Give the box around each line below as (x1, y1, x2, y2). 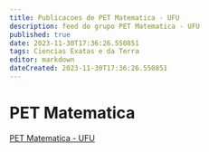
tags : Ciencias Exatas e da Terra (9, 47, 140, 56)
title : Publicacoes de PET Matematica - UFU (9, 13, 180, 23)
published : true (9, 30, 71, 39)
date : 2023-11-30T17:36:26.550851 (9, 38, 140, 48)
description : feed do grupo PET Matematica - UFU (9, 22, 201, 31)
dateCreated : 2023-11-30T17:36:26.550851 (9, 64, 168, 73)
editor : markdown (9, 55, 75, 64)
